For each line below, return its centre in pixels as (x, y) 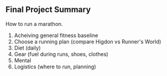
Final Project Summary (48, 10)
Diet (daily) (27, 48)
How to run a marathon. (34, 24)
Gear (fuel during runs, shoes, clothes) (61, 54)
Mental (22, 60)
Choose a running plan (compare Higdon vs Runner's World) (88, 41)
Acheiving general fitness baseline (56, 35)
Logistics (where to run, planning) (55, 67)
